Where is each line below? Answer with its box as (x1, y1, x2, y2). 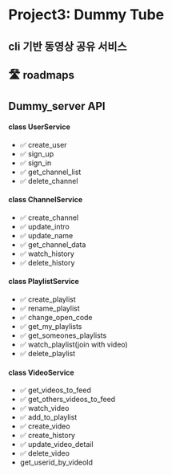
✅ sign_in (19, 158, 52, 168)
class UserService (8, 122, 70, 132)
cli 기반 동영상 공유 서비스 (8, 39, 127, 53)
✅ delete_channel (19, 176, 78, 185)
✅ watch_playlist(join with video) (19, 339, 128, 349)
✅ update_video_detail (19, 440, 94, 449)
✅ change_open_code (19, 312, 94, 322)
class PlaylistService (8, 277, 80, 286)
